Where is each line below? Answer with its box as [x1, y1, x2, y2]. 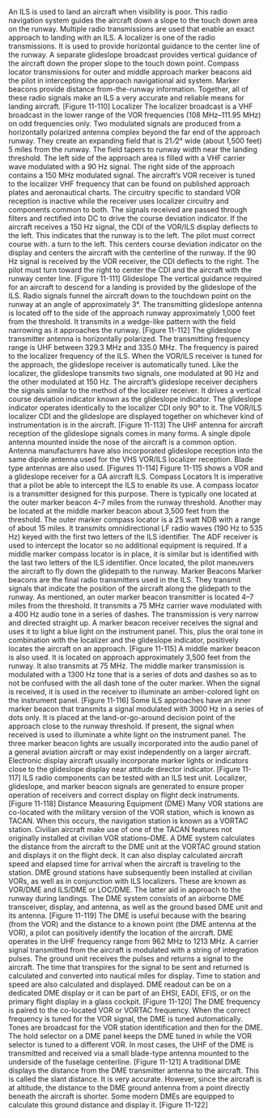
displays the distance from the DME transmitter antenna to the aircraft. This [8, 1065, 260, 1075]
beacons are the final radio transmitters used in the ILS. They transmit [8, 575, 241, 584]
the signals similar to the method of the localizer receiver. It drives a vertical [8, 386, 261, 395]
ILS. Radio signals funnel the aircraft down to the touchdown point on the [8, 291, 252, 301]
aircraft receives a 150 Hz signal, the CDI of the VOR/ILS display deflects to [8, 222, 258, 232]
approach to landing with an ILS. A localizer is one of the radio [8, 32, 216, 42]
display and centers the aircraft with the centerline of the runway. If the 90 [8, 248, 257, 258]
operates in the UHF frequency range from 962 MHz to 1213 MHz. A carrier [8, 937, 259, 946]
